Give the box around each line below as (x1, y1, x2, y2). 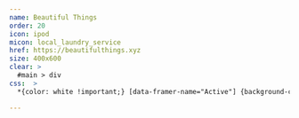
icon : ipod (9, 29, 50, 38)
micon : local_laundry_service (9, 37, 122, 47)
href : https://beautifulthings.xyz (9, 46, 141, 55)
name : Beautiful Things (9, 12, 98, 22)
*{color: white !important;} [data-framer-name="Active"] (17, 87, 238, 96)
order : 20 (9, 21, 46, 30)
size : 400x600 (9, 54, 62, 63)
